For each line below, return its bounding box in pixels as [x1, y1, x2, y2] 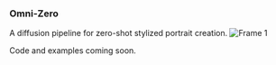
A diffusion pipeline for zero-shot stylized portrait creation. [9, 28, 228, 39]
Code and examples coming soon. [9, 45, 137, 56]
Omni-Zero [9, 7, 59, 20]
